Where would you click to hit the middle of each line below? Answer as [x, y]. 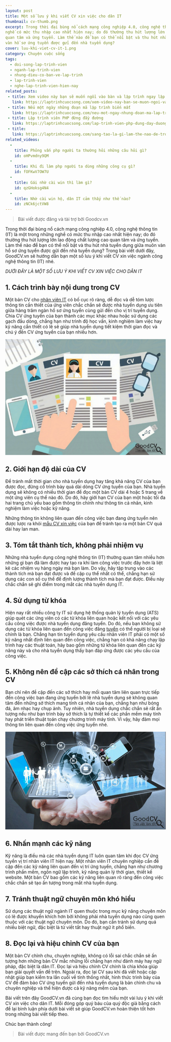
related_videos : [22, 139]
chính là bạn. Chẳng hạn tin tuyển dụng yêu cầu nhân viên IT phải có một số [85, 634]
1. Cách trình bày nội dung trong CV [63, 287]
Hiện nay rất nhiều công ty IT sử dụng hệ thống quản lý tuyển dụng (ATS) [82, 612]
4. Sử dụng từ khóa [36, 600]
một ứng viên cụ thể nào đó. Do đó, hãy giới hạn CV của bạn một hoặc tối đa [85, 498]
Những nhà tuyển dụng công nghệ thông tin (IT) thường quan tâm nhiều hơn [85, 557]
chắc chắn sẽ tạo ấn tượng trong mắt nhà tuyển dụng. [62, 883]
